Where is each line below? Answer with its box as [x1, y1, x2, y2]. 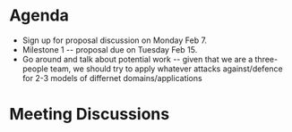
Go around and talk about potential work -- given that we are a [21, 54, 253, 64]
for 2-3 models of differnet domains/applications [21, 72, 203, 83]
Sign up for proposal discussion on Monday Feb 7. [21, 35, 208, 45]
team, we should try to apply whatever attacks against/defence [49, 63, 284, 74]
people [21, 63, 49, 74]
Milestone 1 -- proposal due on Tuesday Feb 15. [21, 44, 198, 54]
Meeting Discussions [9, 104, 170, 125]
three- [254, 54, 279, 64]
